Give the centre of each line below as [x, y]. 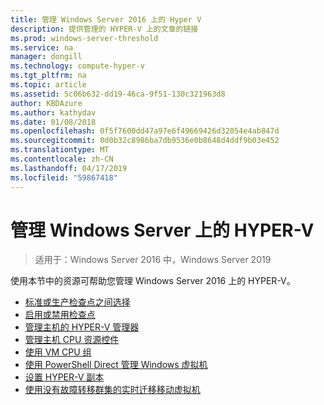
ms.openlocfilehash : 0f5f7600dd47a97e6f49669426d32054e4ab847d [145, 131]
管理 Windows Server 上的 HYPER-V [162, 230]
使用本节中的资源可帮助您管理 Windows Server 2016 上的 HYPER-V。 [153, 281]
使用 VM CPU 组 [58, 352]
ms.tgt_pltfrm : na [48, 76]
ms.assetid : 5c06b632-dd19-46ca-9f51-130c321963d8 [118, 94]
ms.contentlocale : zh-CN [62, 159]
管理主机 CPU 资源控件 [72, 340]
